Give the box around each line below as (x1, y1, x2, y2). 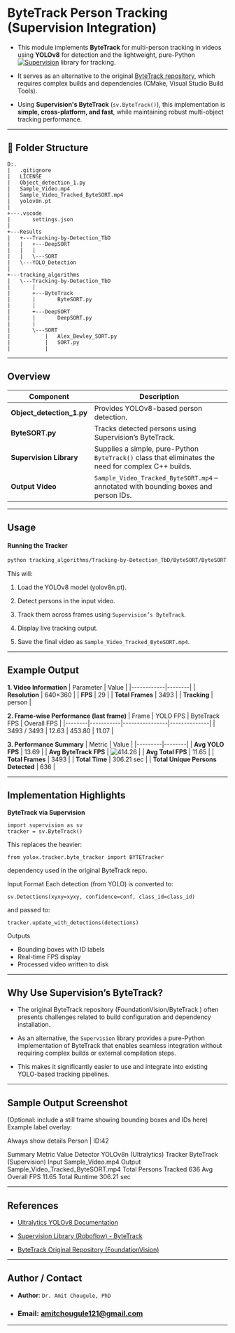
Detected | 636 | (7, 762, 56, 770)
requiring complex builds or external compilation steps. (17, 1049, 176, 1058)
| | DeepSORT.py (7, 314, 92, 321)
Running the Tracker (7, 541, 68, 549)
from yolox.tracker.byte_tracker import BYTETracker (7, 853, 164, 861)
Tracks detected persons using (94, 423, 197, 433)
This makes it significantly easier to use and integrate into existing (17, 1063, 208, 1071)
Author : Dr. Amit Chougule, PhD (17, 1291, 111, 1299)
